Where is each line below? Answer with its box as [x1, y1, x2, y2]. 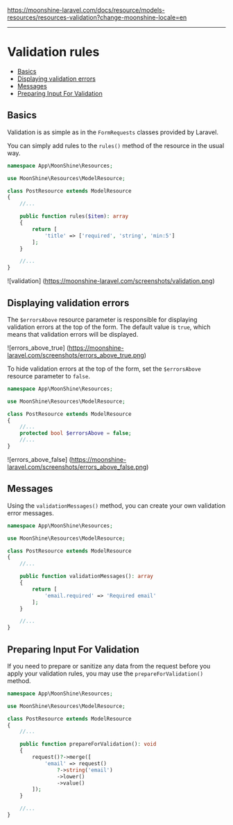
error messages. [7, 508, 54, 517]
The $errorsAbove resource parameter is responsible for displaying [7, 315, 198, 323]
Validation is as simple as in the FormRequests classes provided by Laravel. [7, 128, 218, 136]
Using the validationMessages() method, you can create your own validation [7, 501, 226, 510]
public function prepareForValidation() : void [19, 741, 157, 748]
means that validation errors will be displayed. [7, 330, 139, 338]
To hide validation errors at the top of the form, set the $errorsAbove [7, 365, 201, 373]
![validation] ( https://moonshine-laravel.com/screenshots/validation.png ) [7, 277, 215, 285]
